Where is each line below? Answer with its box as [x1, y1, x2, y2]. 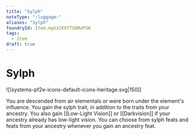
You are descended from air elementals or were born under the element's [6, 97, 184, 104]
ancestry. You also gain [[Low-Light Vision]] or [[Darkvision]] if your [6, 110, 170, 117]
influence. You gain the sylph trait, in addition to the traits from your [6, 103, 169, 110]
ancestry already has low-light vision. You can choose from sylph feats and [6, 116, 189, 123]
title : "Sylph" [6, 8, 44, 15]
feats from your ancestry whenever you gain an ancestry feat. [6, 122, 156, 129]
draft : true [6, 42, 35, 48]
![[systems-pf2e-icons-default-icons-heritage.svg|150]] [6, 86, 142, 93]
